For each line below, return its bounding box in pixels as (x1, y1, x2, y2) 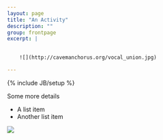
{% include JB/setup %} (7, 79, 75, 87)
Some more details (7, 92, 60, 100)
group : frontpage (7, 29, 57, 36)
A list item (16, 105, 46, 113)
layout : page (7, 10, 44, 17)
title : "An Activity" (7, 16, 69, 23)
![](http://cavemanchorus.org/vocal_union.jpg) (19, 54, 157, 61)
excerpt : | (7, 36, 38, 42)
